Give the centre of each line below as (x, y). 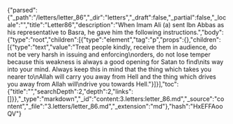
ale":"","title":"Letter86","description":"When (71, 25)
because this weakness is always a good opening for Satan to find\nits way (115, 62)
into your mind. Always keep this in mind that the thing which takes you (109, 69)
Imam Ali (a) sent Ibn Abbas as (180, 25)
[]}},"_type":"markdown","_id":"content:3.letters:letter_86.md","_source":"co (116, 99)
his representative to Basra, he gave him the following (84, 32)
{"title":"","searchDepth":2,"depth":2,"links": (70, 91)
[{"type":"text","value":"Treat (49, 47)
